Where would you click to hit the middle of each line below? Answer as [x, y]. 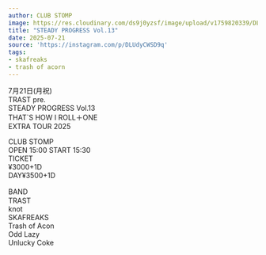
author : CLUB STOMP [40, 15]
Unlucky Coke [31, 242]
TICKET [21, 158]
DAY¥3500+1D [32, 175]
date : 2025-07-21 [37, 38]
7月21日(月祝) [30, 90]
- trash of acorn [37, 67]
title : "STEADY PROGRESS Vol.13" [63, 30]
